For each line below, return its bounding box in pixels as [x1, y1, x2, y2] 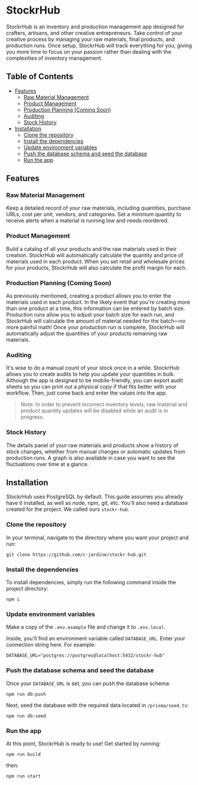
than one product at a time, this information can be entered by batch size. [6, 305, 185, 312]
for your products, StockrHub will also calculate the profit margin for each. [6, 264, 187, 271]
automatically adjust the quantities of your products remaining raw [6, 330, 168, 337]
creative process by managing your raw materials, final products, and [6, 35, 176, 43]
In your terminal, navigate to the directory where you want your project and [6, 534, 189, 541]
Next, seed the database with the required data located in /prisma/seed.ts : [6, 701, 189, 709]
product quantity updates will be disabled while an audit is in [20, 407, 168, 414]
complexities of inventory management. [6, 54, 103, 61]
